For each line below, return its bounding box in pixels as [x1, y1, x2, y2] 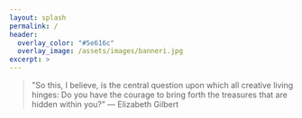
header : [9, 30, 39, 39]
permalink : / [9, 22, 59, 31]
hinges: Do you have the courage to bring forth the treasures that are [31, 89, 288, 100]
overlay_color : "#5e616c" [17, 38, 115, 48]
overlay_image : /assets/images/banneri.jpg [17, 47, 183, 56]
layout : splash [9, 13, 67, 23]
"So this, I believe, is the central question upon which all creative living [31, 80, 294, 90]
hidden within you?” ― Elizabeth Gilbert [31, 99, 179, 109]
